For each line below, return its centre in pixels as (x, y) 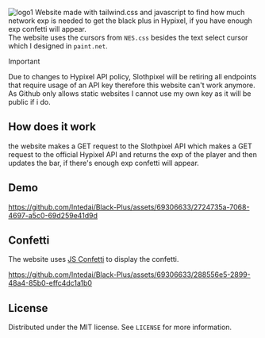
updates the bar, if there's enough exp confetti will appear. (104, 163)
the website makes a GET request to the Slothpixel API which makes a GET (130, 146)
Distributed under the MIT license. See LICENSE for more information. (120, 327)
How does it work (52, 127)
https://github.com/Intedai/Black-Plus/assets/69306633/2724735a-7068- (129, 207)
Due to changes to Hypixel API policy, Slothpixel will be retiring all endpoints (132, 77)
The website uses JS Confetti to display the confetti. (94, 259)
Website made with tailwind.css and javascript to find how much (140, 12)
